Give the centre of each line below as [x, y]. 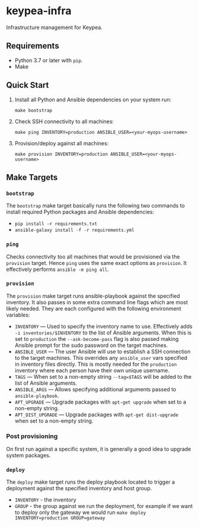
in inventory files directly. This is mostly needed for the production [96, 364]
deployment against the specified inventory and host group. [79, 488]
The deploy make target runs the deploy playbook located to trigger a [91, 482]
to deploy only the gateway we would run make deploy [80, 512]
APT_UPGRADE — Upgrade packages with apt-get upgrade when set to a [100, 402]
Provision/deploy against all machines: [62, 143]
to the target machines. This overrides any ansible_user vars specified [101, 357]
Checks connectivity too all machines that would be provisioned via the [93, 257]
